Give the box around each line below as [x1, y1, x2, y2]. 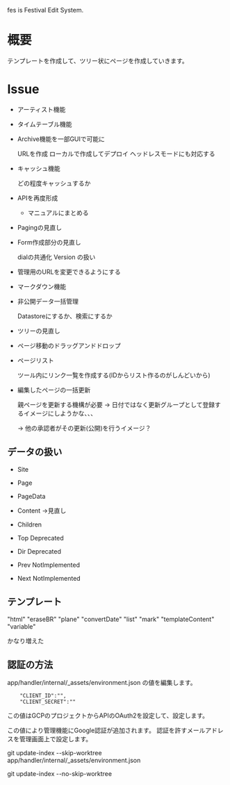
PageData [17, 492, 46, 500]
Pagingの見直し [17, 223, 63, 231]
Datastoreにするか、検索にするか [17, 312, 113, 320]
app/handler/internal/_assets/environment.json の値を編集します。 [7, 679, 197, 687]
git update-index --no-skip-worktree [7, 770, 113, 778]
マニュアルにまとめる [27, 208, 89, 217]
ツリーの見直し [17, 327, 60, 335]
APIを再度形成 [17, 194, 58, 202]
